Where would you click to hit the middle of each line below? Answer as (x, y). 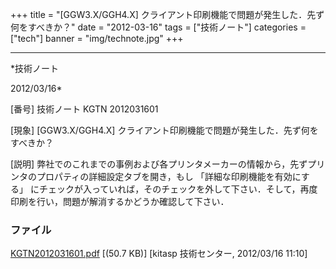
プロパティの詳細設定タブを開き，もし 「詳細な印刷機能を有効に (169, 176)
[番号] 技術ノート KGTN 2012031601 (84, 109)
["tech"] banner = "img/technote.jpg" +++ (97, 38)
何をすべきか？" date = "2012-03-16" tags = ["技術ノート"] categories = (158, 27)
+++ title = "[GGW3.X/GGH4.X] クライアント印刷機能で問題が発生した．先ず (167, 14)
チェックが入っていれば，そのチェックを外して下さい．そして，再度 (178, 189)
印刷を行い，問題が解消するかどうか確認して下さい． (120, 201)
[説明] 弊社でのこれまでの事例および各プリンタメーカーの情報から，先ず (159, 164)
